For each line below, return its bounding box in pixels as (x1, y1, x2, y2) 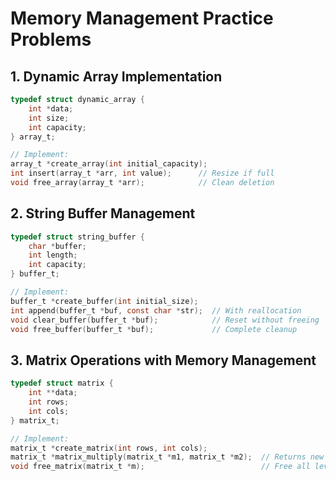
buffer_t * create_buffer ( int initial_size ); (10, 296, 199, 306)
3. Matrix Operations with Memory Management (10, 352, 317, 369)
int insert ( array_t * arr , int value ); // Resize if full (10, 168, 275, 179)
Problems (10, 28, 92, 51)
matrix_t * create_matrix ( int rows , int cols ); (10, 443, 208, 453)
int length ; (28, 250, 78, 261)
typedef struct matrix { (10, 378, 114, 389)
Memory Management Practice (10, 7, 274, 30)
